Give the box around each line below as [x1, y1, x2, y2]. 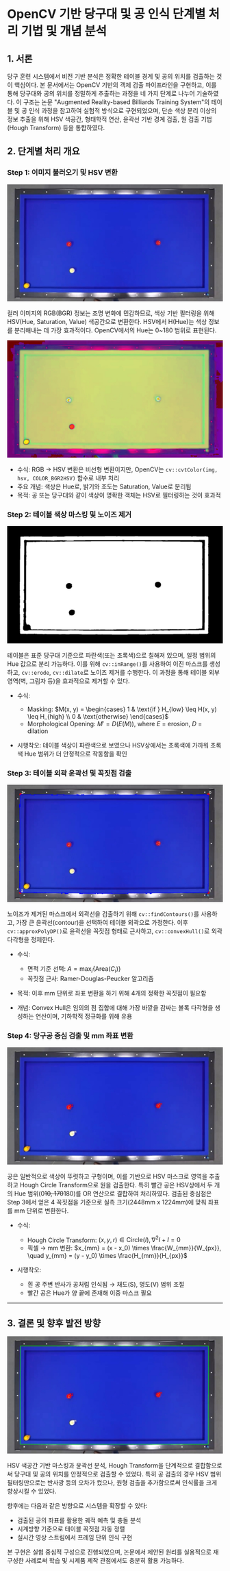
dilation [27, 727, 49, 735]
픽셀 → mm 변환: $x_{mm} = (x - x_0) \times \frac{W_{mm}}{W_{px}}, [27, 1244, 222, 1252]
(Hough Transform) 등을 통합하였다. [7, 124, 105, 132]
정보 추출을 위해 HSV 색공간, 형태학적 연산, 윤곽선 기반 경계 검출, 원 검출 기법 [7, 115, 212, 123]
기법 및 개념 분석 [21, 23, 107, 39]
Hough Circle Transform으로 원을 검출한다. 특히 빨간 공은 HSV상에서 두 [19, 1180, 214, 1189]
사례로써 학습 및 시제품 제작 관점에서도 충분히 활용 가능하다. [25, 1556, 184, 1564]
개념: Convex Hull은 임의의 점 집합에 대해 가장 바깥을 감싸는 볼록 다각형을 [16, 1003, 214, 1011]
